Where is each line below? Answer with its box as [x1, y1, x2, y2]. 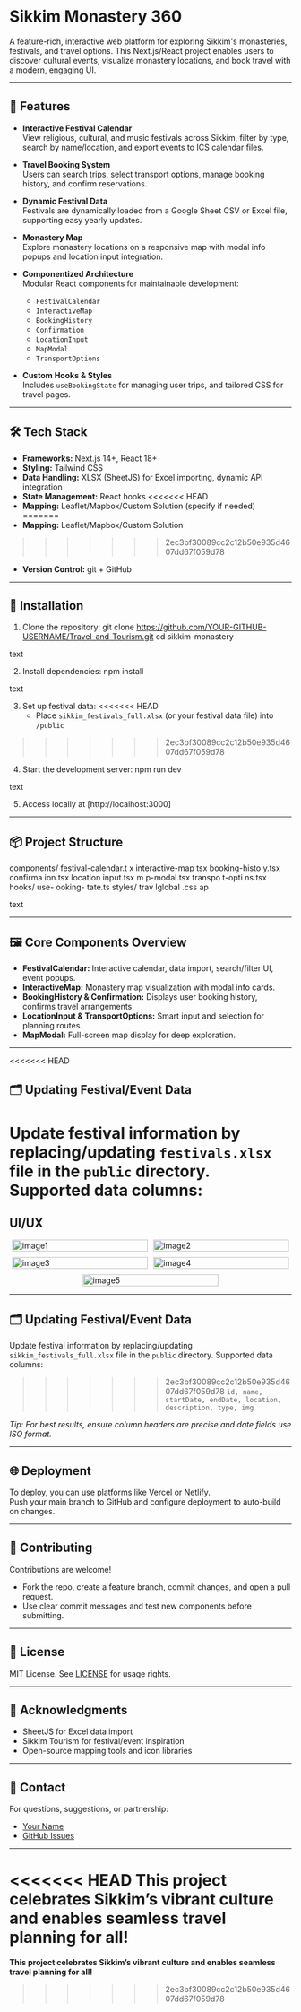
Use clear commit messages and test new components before [21, 1600, 253, 1611]
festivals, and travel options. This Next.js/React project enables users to [9, 45, 275, 56]
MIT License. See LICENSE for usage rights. [9, 1668, 172, 1678]
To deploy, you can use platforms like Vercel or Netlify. [9, 1487, 211, 1498]
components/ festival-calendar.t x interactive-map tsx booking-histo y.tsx [9, 863, 280, 873]
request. [21, 1591, 54, 1601]
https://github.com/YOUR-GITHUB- [135, 621, 267, 633]
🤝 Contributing [9, 1540, 93, 1556]
